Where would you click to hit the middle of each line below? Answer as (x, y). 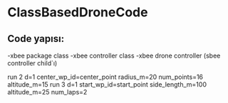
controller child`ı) (32, 63)
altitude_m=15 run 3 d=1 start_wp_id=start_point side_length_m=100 (107, 85)
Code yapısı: (36, 39)
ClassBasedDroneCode (78, 12)
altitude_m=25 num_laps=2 (47, 92)
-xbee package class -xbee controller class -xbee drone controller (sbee (114, 55)
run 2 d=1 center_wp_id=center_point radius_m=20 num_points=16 (105, 77)
